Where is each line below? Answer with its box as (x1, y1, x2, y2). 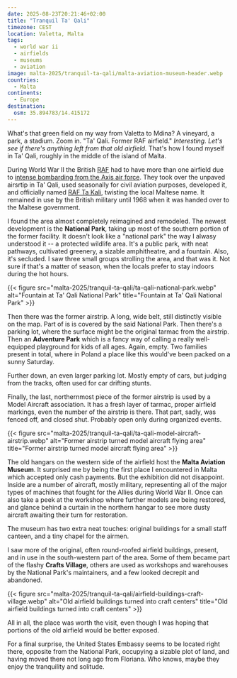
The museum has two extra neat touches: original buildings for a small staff (7, 524, 227, 532)
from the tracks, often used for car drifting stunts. (7, 378, 152, 387)
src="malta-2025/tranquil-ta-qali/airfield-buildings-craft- (37, 589, 204, 598)
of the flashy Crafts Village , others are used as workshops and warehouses (7, 560, 229, 569)
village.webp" (7, 597, 47, 606)
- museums (13, 57, 42, 64)
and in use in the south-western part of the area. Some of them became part (7, 553, 231, 562)
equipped (7, 342, 35, 351)
